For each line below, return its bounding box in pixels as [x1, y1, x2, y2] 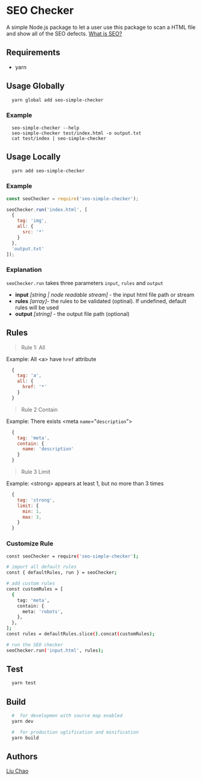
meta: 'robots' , [22, 608, 63, 615]
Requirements [6, 48, 60, 58]
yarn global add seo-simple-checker [11, 97, 104, 103]
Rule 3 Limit [21, 468, 51, 476]
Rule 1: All [21, 344, 45, 351]
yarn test [11, 680, 36, 686]
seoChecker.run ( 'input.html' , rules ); [6, 647, 104, 653]
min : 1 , [22, 508, 42, 514]
